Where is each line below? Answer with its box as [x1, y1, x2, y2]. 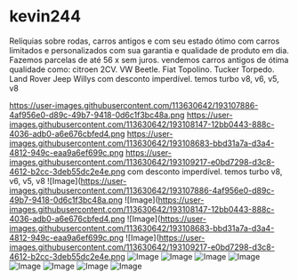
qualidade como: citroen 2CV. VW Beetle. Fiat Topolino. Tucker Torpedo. [9, 64, 275, 75]
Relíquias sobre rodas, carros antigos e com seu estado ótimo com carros [9, 36, 280, 46]
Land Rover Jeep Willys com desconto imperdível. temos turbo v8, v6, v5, [9, 73, 280, 84]
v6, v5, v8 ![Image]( [9, 175, 82, 186]
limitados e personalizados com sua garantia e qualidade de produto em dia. [9, 44, 289, 55]
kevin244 [9, 6, 82, 27]
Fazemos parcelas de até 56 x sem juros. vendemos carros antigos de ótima [9, 54, 289, 65]
